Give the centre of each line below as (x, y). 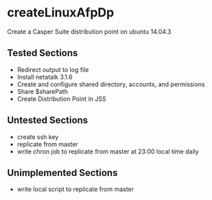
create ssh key (38, 137)
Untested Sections (48, 120)
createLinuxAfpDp (61, 13)
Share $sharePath (43, 91)
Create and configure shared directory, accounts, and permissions (111, 84)
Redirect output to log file (53, 69)
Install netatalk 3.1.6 (45, 77)
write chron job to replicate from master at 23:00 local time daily (108, 151)
